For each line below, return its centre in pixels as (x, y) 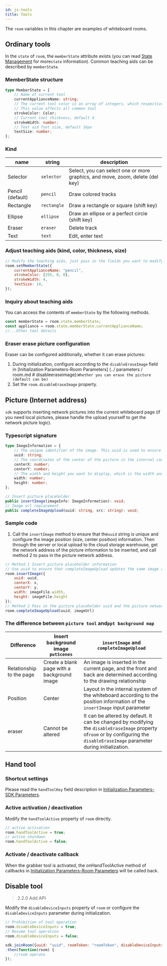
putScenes (61, 654)
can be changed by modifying (119, 722)
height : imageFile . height (41, 597)
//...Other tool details (31, 331)
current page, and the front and (120, 668)
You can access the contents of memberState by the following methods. (78, 312)
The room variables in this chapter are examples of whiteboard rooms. (76, 28)
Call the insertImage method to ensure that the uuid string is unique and (85, 534)
